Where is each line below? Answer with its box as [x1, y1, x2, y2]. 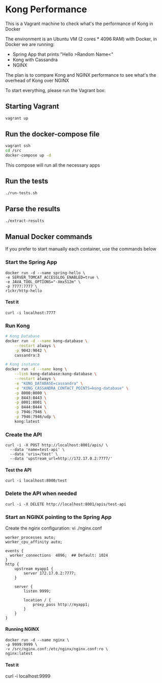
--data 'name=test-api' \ [10, 447, 65, 452]
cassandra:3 [14, 353, 40, 358]
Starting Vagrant [5, 102, 60, 111]
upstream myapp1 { [14, 566, 53, 571]
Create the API [5, 431, 42, 438]
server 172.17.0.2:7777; [23, 571, 76, 576]
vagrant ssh [5, 143, 31, 149]
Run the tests [5, 177, 48, 186]
